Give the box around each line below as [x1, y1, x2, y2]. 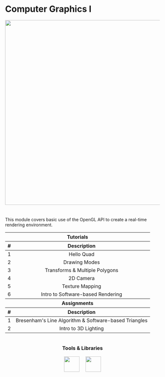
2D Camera [68, 275, 95, 282]
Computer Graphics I [5, 3, 92, 15]
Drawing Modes [63, 259, 100, 266]
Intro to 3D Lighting [59, 325, 104, 332]
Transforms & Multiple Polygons [45, 267, 119, 274]
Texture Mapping [62, 283, 102, 290]
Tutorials [67, 234, 88, 240]
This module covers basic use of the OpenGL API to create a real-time [5, 217, 147, 223]
